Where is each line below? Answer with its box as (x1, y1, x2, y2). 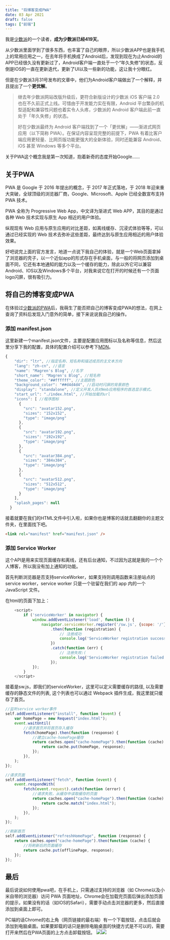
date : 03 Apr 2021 (5, 12, 44, 17)
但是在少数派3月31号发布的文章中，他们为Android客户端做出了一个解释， (5, 77, 158, 83)
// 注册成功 (59, 631, 82, 637)
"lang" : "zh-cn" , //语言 (14, 363, 65, 368)
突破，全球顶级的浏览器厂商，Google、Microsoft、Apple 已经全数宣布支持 (9, 191, 164, 197)
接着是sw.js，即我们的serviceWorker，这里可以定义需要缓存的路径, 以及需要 (5, 684, 164, 690)
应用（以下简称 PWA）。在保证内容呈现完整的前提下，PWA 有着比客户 (17, 130, 162, 136)
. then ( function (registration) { (50, 626, 121, 632)
